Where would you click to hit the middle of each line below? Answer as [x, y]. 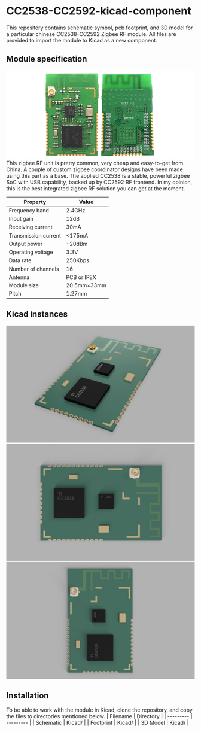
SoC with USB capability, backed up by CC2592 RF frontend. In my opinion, [99, 182]
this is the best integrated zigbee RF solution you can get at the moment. [96, 189]
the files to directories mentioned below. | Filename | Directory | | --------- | [99, 716]
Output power [26, 244]
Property [35, 202]
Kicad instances [37, 315]
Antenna [19, 277]
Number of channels [34, 269]
